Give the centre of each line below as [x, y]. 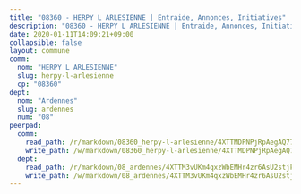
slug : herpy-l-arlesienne [66, 76]
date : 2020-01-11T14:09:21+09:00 [72, 34]
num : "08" [35, 117]
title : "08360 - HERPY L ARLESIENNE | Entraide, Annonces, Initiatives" [148, 17]
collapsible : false [46, 42]
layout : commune [39, 51]
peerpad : [26, 126]
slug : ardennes [46, 109]
